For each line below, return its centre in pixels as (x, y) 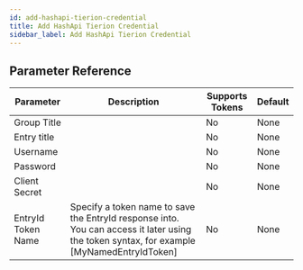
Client (26, 181)
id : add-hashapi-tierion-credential (78, 18)
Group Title (37, 122)
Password (35, 166)
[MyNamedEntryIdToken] (124, 252)
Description (133, 102)
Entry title (34, 138)
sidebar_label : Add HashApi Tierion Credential (101, 34)
